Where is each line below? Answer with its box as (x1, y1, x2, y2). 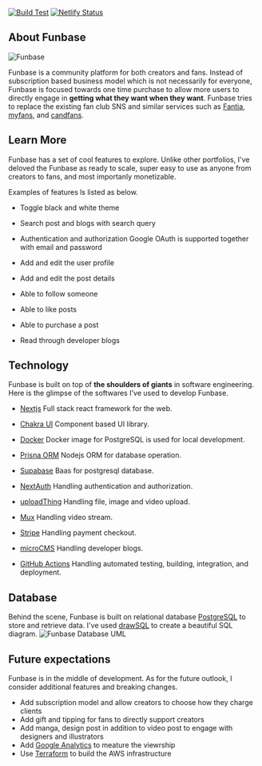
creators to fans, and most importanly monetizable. (8, 171, 177, 181)
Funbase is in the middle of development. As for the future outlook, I (8, 674, 232, 683)
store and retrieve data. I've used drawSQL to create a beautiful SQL (8, 621, 233, 631)
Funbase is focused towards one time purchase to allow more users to (8, 84, 240, 94)
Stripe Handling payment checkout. (19, 528, 137, 538)
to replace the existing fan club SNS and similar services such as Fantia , (8, 101, 245, 111)
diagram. (8, 629, 38, 639)
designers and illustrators (19, 732, 104, 741)
